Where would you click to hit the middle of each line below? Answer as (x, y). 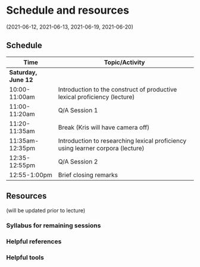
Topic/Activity (124, 62)
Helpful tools (25, 257)
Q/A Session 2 (78, 161)
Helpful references (34, 241)
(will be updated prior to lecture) (46, 210)
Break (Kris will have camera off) (104, 127)
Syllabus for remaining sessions (54, 225)
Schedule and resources (68, 10)
